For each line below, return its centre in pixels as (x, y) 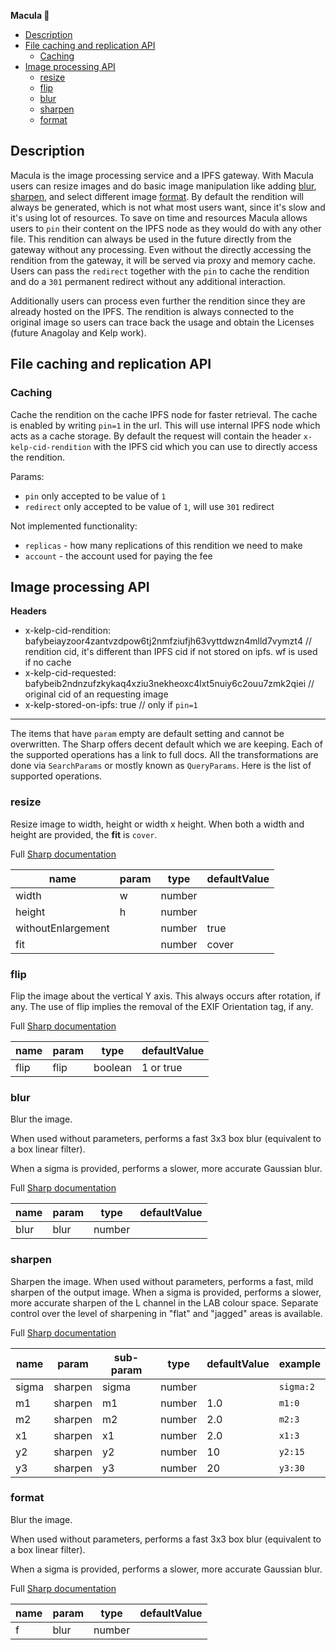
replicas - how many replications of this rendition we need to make (163, 545)
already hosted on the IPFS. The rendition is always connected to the (152, 311)
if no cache (48, 662)
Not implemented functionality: (74, 526)
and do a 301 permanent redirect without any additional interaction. (148, 281)
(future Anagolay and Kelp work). (78, 332)
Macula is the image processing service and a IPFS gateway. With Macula (162, 175)
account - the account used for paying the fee (118, 556)
